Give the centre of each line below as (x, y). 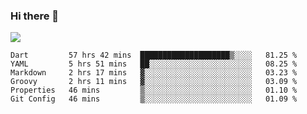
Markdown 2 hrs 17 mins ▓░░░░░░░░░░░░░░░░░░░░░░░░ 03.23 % (154, 73)
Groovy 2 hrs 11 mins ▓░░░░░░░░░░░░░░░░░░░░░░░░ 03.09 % (154, 82)
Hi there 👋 (35, 16)
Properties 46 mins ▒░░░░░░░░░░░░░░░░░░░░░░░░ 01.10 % (154, 90)
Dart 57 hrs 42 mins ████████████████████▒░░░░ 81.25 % (154, 55)
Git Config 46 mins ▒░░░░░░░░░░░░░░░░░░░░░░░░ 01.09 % (154, 99)
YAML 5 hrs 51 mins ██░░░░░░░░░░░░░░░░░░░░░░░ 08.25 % (154, 64)
